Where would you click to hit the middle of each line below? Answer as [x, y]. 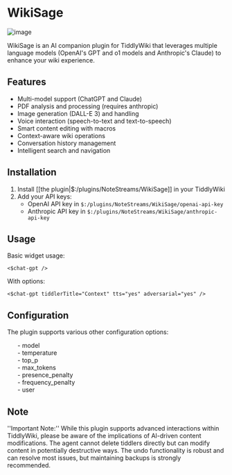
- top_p [28, 360]
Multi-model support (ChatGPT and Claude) [80, 99]
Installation [32, 173]
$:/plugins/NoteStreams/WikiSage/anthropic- [152, 212]
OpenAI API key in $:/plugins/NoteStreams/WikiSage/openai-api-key [125, 203]
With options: [26, 281]
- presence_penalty [45, 375]
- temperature [37, 353]
